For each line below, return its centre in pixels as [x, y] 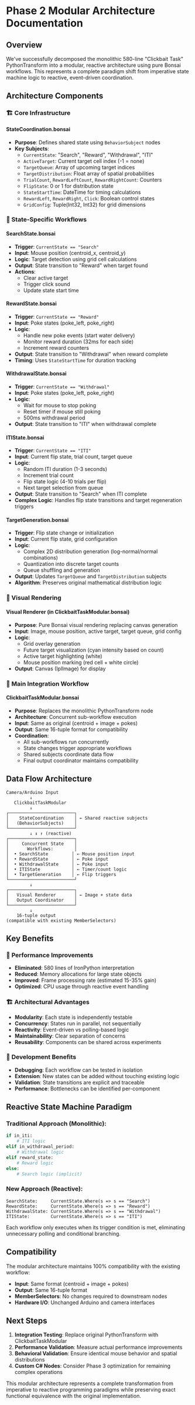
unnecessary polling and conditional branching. [64, 1233]
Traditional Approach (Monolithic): [56, 1124]
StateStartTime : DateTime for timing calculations [82, 192]
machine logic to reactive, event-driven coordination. [70, 78]
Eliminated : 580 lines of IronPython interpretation [74, 968]
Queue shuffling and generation [62, 570]
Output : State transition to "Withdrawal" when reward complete [91, 354]
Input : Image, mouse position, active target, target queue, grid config [98, 631]
